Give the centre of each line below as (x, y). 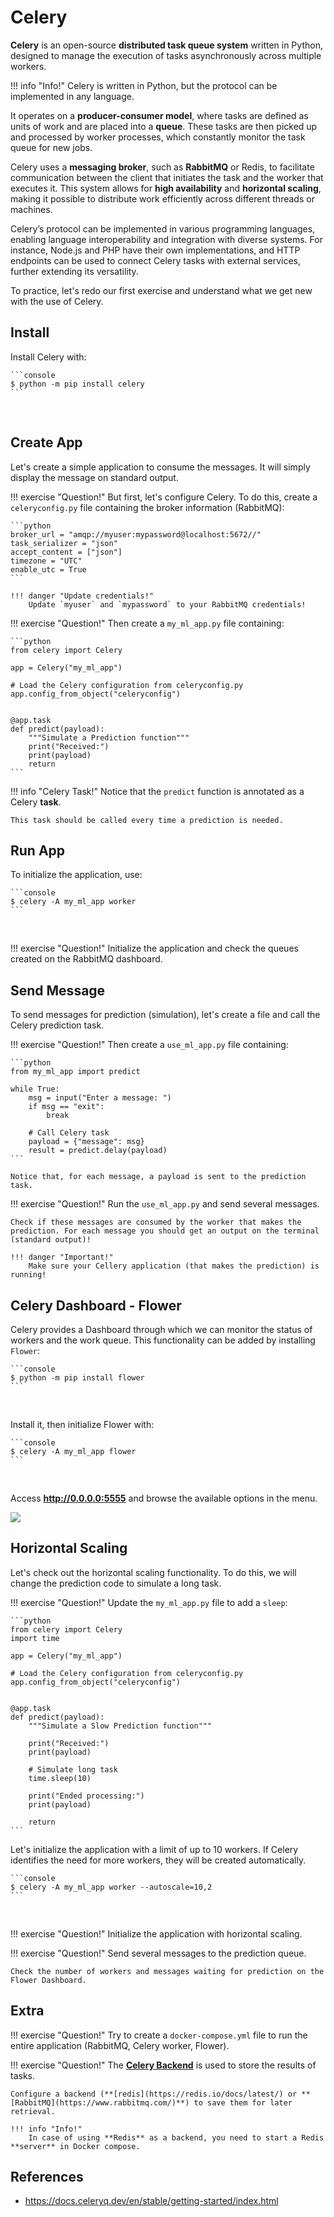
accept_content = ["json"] (66, 552)
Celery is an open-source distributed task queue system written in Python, (166, 45)
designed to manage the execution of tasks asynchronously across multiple (166, 55)
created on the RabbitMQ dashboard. (86, 959)
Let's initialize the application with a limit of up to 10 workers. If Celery (154, 1849)
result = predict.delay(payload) (98, 1151)
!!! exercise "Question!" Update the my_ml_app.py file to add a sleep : (149, 1602)
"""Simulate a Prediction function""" (109, 737)
